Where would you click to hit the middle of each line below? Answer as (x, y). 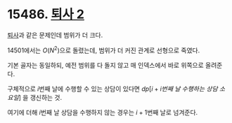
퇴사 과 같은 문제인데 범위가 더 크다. (55, 35)
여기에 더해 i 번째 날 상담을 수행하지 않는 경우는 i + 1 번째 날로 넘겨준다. (103, 112)
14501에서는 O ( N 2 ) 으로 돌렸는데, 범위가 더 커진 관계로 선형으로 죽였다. (104, 50)
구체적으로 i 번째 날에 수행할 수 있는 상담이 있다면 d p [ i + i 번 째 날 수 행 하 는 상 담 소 (116, 89)
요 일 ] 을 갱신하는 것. (35, 97)
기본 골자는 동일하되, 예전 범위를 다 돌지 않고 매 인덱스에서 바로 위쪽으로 (105, 65)
